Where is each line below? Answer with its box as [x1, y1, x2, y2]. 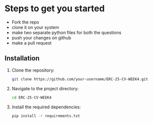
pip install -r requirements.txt [11, 113, 80, 118]
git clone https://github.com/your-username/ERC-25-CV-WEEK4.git [11, 76, 148, 81]
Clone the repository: [11, 67, 55, 73]
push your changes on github [11, 35, 72, 41]
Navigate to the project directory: [11, 85, 79, 91]
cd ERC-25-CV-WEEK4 [11, 95, 52, 100]
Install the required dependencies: [11, 104, 81, 110]
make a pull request [11, 40, 52, 46]
